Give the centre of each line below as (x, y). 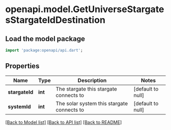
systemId (19, 106)
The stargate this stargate (86, 89)
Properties (22, 66)
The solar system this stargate (92, 103)
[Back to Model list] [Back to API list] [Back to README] (64, 122)
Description (92, 80)
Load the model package (45, 39)
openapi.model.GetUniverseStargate (85, 9)
